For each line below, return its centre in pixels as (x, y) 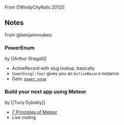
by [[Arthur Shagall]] (26, 59)
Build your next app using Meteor (45, 92)
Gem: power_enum (29, 79)
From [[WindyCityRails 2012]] (35, 7)
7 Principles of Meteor (34, 112)
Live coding (24, 118)
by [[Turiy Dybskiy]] (25, 103)
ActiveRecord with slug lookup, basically (53, 68)
